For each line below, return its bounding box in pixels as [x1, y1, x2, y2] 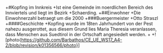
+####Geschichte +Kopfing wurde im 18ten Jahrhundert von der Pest [5, 20, 153, 26]
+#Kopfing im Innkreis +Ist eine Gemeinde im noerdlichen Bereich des [5, 5, 153, 10]
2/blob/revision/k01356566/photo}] [5, 42, 80, 48]
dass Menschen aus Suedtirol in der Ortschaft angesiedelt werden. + [5, 32, 151, 37]
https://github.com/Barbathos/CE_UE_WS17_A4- [21, 37, 123, 43]
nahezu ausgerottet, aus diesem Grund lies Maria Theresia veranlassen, [5, 26, 157, 32]
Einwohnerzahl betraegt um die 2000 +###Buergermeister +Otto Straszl [5, 15, 158, 21]
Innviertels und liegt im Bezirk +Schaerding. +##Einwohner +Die [5, 10, 141, 16]
